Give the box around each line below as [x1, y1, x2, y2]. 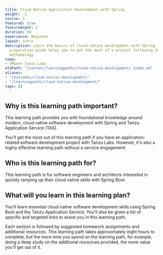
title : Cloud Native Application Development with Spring [5, 7, 125, 12]
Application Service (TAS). [5, 125, 58, 131]
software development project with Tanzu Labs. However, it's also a [20, 139, 155, 146]
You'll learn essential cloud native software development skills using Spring [5, 204, 156, 209]
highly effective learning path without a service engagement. [5, 145, 127, 151]
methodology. [9, 52, 36, 57]
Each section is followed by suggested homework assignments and [5, 223, 140, 229]
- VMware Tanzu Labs [5, 61, 47, 66]
